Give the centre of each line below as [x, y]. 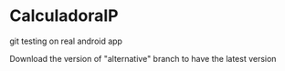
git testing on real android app [66, 41]
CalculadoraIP [64, 16]
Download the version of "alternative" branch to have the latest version [143, 58]
